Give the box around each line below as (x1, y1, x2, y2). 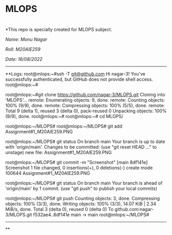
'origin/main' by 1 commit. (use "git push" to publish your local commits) (5, 185, 158, 192)
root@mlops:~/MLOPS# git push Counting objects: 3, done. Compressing (5, 195, 160, 202)
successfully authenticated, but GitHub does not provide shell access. (5, 76, 153, 82)
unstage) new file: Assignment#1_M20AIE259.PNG (5, 149, 112, 156)
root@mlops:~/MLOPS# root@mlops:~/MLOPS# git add (5, 123, 123, 129)
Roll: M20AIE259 (5, 46, 41, 53)
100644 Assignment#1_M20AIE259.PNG (5, 170, 91, 176)
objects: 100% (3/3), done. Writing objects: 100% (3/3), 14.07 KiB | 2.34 (5, 201, 156, 207)
